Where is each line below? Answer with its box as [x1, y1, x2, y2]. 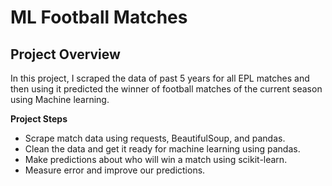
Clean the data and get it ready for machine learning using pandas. [24, 143, 301, 155]
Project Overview [10, 46, 121, 63]
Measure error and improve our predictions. [24, 164, 206, 176]
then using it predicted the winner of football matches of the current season [10, 83, 323, 95]
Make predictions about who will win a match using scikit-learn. [24, 154, 288, 165]
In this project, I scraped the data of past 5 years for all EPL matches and [10, 72, 310, 84]
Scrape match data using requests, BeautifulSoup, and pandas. [24, 132, 286, 144]
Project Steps [10, 113, 68, 125]
